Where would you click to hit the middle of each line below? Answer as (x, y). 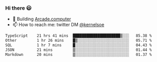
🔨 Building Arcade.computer (42, 19)
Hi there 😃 (18, 8)
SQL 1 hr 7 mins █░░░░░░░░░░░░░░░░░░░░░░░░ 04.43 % (78, 45)
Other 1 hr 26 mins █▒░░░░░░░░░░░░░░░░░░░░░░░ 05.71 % (78, 41)
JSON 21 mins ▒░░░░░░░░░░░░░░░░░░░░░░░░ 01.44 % (78, 50)
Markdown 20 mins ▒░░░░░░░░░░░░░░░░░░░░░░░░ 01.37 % (78, 54)
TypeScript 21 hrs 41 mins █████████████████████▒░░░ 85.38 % (78, 36)
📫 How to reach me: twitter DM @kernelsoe (58, 25)
